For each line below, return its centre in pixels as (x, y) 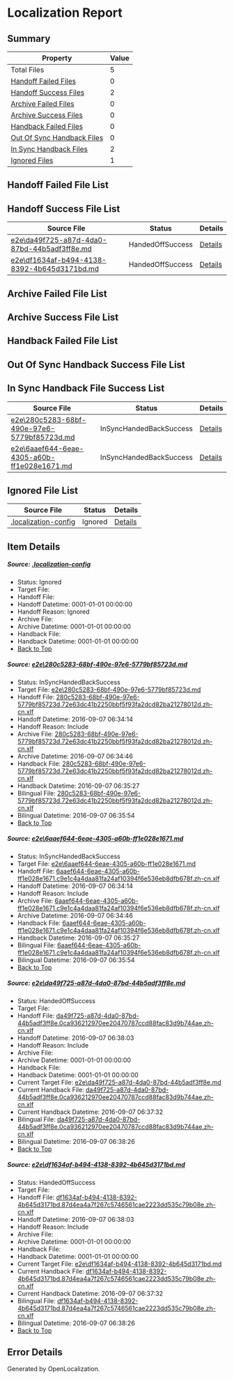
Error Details (35, 1352)
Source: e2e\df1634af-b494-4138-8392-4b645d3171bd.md (96, 1165)
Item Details (34, 546)
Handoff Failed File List (58, 185)
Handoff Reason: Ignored (53, 612)
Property (57, 58)
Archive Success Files (47, 115)
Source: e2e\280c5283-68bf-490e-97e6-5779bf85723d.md (97, 665)
